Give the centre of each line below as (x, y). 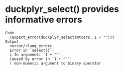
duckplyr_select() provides (62, 9)
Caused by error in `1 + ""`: (41, 59)
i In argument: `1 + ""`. (37, 55)
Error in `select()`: (32, 50)
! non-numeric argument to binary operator (55, 63)
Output (12, 41)
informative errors (44, 20)
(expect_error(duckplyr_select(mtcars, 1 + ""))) (62, 37)
